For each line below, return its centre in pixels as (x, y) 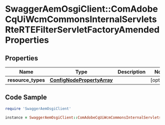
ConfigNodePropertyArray (81, 80)
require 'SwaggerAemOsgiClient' (38, 108)
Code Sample (26, 97)
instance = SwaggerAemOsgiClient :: (41, 117)
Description (132, 72)
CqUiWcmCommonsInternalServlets (81, 19)
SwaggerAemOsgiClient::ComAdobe (82, 9)
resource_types (26, 80)
